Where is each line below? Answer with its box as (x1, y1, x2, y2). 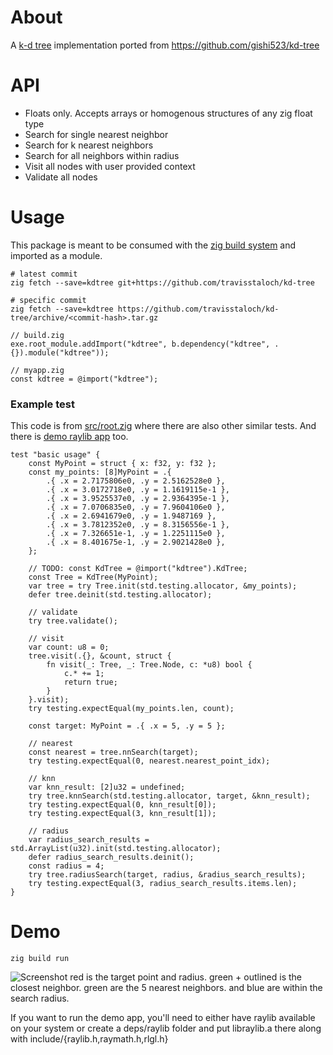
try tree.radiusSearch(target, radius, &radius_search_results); (28, 870, 307, 880)
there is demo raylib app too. (10, 431, 129, 443)
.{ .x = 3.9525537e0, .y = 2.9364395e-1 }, (46, 494, 230, 504)
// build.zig (10, 330, 65, 340)
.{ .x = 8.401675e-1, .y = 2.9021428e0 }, (46, 537, 226, 548)
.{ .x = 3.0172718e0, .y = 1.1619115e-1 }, (46, 485, 230, 495)
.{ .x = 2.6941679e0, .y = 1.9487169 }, (46, 511, 217, 521)
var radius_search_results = (28, 835, 150, 845)
